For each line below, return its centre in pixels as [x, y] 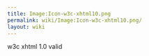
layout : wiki [26, 27]
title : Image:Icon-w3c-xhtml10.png [59, 14]
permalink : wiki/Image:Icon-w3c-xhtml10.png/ [74, 20]
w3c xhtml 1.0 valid [35, 47]
